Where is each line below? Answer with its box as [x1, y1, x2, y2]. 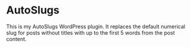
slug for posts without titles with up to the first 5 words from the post [6, 29, 175, 36]
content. [6, 35, 27, 42]
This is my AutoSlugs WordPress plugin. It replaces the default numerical [6, 23, 186, 30]
